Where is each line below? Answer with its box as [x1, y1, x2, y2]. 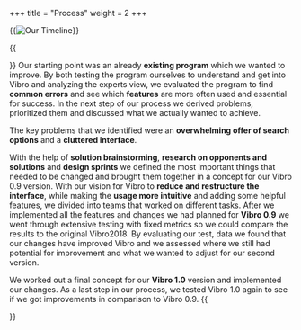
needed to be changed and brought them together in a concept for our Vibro [9, 171, 292, 182]
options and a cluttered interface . [9, 135, 137, 145]
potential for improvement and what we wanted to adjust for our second [9, 247, 276, 258]
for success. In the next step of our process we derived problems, [9, 98, 254, 109]
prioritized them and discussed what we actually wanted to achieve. [9, 108, 261, 118]
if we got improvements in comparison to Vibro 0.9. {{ [9, 294, 208, 304]
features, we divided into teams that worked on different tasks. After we [9, 200, 275, 210]
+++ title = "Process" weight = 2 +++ [9, 8, 147, 18]
